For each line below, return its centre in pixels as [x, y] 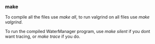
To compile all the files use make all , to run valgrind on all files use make [77, 17]
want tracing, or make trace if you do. [43, 36]
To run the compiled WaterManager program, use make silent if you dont [77, 32]
